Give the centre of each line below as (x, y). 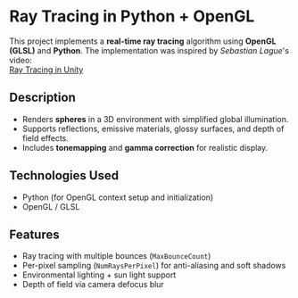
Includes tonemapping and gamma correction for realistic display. (145, 147)
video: (21, 60)
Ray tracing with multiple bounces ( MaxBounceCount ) (116, 256)
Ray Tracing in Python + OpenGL (132, 17)
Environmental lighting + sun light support (99, 275)
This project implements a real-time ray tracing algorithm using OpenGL (143, 41)
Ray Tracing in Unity (46, 70)
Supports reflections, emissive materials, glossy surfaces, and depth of (153, 128)
